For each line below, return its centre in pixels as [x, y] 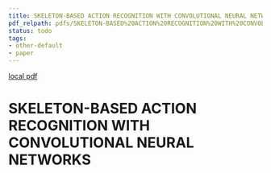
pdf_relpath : [30, 23]
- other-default [35, 46]
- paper [21, 53]
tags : [17, 38]
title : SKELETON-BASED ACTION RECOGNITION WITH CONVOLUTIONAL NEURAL [128, 16]
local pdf [23, 76]
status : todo [30, 31]
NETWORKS [50, 160]
